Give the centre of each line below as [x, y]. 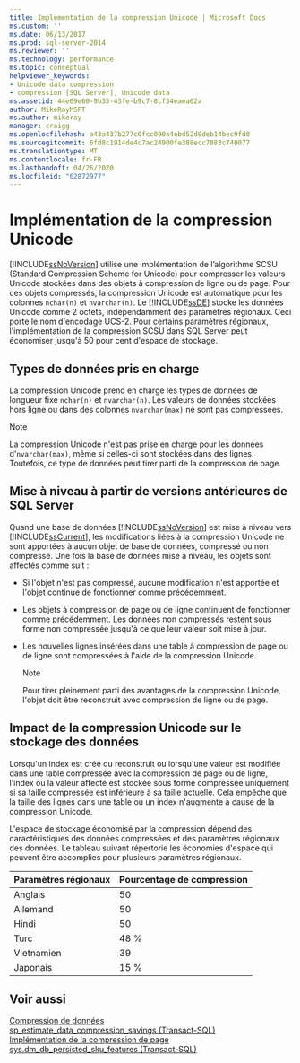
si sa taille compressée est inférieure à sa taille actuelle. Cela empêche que [148, 792]
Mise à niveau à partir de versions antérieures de [149, 491]
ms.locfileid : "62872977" [57, 176]
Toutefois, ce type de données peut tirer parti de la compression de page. [146, 463]
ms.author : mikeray [46, 118]
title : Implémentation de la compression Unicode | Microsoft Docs [138, 17]
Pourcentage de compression [184, 879]
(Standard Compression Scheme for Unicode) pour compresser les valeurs [147, 274]
